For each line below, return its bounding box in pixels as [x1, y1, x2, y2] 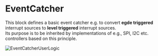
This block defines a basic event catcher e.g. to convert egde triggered [5, 19, 153, 25]
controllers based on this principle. [5, 35, 77, 41]
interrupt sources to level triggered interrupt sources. [5, 24, 116, 30]
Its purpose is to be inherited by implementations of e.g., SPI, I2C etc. [5, 30, 149, 36]
